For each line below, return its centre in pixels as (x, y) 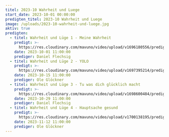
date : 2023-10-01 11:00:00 (43, 52)
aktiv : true (18, 29)
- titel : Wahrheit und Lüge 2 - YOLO (49, 61)
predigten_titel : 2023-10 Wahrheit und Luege (54, 19)
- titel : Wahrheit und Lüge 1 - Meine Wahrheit (61, 38)
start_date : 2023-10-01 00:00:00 (40, 15)
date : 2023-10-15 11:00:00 (43, 75)
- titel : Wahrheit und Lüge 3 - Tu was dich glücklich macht (75, 84)
